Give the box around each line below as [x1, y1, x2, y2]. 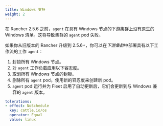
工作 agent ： [18, 48, 43, 54]
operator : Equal [9, 113, 43, 118]
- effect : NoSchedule [5, 104, 49, 108]
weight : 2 [5, 12, 25, 17]
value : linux [9, 117, 36, 122]
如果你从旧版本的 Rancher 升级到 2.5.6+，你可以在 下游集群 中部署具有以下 [5, 42, 154, 48]
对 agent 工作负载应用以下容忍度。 [12, 64, 82, 71]
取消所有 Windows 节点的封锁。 [12, 71, 77, 77]
